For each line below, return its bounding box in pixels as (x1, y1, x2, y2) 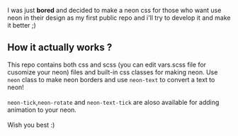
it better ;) (7, 21, 37, 29)
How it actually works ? (7, 42, 113, 54)
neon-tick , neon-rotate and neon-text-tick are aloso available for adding (7, 98, 220, 106)
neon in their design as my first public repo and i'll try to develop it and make (7, 13, 231, 22)
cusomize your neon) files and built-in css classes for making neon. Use (7, 67, 218, 76)
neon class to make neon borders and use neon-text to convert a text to (7, 75, 215, 84)
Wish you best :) (7, 120, 55, 129)
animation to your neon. (7, 106, 76, 114)
